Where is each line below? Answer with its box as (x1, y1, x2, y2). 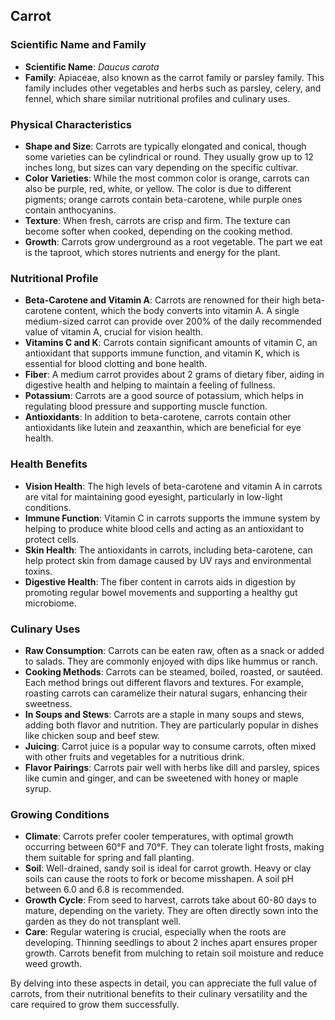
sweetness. (24, 697, 73, 709)
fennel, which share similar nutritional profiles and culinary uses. (24, 92, 291, 104)
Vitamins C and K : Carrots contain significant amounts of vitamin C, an (24, 337, 318, 349)
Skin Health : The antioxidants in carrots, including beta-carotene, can (24, 544, 313, 556)
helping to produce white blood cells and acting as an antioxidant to (24, 522, 305, 534)
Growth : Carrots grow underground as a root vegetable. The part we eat (24, 235, 323, 248)
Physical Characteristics (10, 117, 133, 131)
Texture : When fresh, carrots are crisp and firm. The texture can (24, 214, 291, 226)
